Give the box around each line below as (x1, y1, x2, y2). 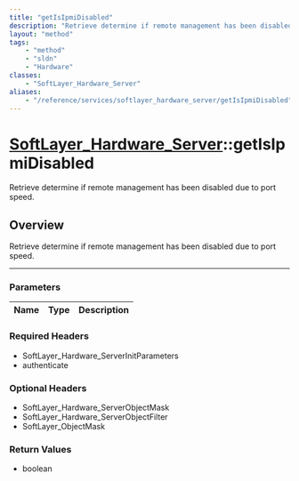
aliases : (9, 87, 42, 96)
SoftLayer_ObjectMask (21, 421, 105, 432)
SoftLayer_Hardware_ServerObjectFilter (21, 412, 168, 422)
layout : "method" (9, 29, 74, 38)
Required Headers (9, 330, 89, 342)
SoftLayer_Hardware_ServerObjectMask (21, 402, 170, 413)
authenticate (21, 359, 69, 370)
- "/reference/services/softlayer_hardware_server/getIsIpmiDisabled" (25, 95, 293, 105)
